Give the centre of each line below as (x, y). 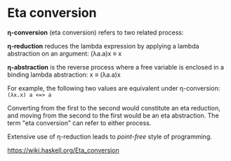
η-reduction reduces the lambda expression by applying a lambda (103, 46)
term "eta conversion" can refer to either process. (79, 123)
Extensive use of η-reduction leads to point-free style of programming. (110, 136)
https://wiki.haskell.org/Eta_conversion (63, 150)
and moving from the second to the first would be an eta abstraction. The (113, 115)
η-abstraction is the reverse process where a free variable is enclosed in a (116, 67)
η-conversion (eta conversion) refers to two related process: (95, 32)
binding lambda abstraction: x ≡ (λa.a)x (64, 75)
